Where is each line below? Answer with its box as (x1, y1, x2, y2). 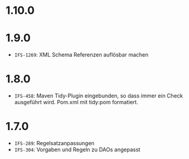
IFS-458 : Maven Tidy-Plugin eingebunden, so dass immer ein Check (14, 92, 183, 99)
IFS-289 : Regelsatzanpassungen (14, 140, 94, 146)
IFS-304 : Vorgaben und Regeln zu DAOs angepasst (14, 146, 141, 153)
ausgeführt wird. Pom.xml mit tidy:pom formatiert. (14, 99, 138, 106)
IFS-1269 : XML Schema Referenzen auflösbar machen (14, 51, 149, 58)
